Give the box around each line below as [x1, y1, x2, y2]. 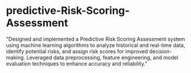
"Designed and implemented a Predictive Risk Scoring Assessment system [6, 35, 185, 42]
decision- [149, 48, 172, 54]
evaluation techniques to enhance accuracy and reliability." [6, 60, 147, 67]
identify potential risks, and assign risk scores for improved [6, 48, 148, 54]
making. [6, 54, 26, 61]
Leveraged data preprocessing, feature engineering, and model [26, 54, 179, 61]
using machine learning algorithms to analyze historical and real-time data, [6, 42, 185, 49]
